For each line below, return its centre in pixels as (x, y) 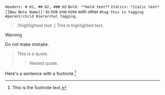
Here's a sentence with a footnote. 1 (41, 73)
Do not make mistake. (27, 44)
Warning (14, 35)
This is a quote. (33, 54)
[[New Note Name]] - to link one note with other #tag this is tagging (74, 12)
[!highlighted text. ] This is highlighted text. (60, 25)
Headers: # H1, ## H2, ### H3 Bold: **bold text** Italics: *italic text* (82, 7)
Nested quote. (44, 63)
